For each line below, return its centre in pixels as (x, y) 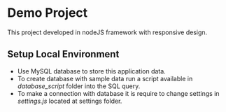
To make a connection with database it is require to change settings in (118, 93)
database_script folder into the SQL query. (79, 86)
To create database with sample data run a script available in (105, 78)
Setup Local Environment (63, 54)
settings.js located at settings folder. (70, 101)
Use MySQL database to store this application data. (91, 71)
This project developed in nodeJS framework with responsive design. (107, 32)
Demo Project (48, 13)
